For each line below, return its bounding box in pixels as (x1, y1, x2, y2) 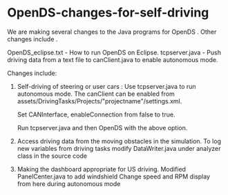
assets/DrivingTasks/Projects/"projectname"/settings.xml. (17, 96, 182, 105)
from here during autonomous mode (17, 179, 121, 187)
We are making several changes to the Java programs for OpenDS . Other (7, 28, 217, 36)
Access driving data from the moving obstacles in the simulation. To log (17, 136, 221, 145)
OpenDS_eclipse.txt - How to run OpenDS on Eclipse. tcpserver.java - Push (7, 48, 221, 57)
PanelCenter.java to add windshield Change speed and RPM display (17, 172, 211, 181)
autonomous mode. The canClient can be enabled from (17, 90, 175, 98)
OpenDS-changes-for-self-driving (7, 5, 209, 21)
